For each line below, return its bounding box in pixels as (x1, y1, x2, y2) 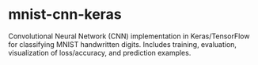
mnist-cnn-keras (8, 5, 122, 23)
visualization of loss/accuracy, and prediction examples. (8, 48, 192, 57)
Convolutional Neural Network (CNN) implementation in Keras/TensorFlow (8, 31, 250, 41)
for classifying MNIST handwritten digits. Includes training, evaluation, (8, 39, 237, 49)
